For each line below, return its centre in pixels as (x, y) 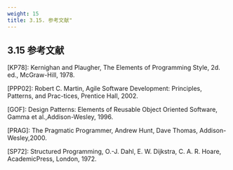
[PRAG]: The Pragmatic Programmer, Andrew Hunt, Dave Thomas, (103, 131)
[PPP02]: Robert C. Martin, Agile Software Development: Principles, (105, 89)
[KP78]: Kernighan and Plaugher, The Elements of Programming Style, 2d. (114, 68)
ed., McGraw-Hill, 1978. (41, 75)
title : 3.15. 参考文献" (40, 20)
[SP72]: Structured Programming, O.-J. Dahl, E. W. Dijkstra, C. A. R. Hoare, (114, 152)
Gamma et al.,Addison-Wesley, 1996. (60, 117)
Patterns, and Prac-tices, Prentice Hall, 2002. (73, 96)
